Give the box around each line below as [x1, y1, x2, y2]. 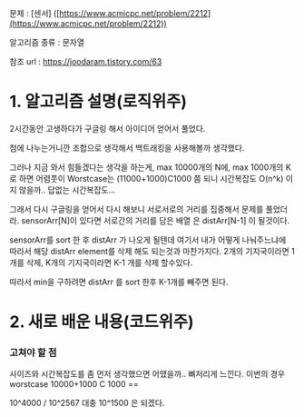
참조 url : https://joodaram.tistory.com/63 [9, 56, 162, 66]
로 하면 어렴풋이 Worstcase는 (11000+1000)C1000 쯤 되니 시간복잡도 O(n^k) [9, 173, 284, 184]
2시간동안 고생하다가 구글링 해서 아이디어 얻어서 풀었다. [9, 123, 206, 134]
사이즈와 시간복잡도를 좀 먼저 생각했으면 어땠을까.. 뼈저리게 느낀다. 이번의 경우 [9, 369, 286, 380]
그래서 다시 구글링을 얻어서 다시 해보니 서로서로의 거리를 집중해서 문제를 [9, 204, 264, 214]
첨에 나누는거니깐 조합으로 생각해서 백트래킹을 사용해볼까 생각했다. [9, 142, 245, 153]
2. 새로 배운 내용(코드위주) [9, 312, 194, 333]
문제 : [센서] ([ [9, 8, 60, 18]
